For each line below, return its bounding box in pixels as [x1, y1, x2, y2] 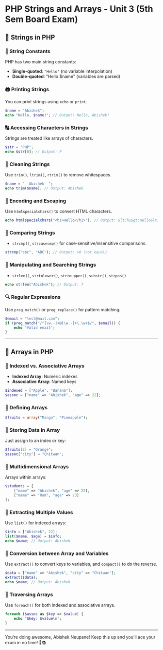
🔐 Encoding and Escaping [5, 197, 66, 204]
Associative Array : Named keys [12, 379, 77, 384]
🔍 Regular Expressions [5, 294, 61, 301]
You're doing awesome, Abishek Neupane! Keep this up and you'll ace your [5, 634, 156, 640]
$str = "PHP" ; [5, 145, 34, 150]
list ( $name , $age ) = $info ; [5, 534, 62, 539]
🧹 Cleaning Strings [5, 161, 50, 168]
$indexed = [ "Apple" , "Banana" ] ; [5, 388, 73, 393]
